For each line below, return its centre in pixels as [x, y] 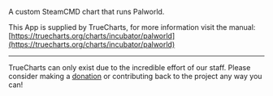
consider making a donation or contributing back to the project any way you [135, 76]
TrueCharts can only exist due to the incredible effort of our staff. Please [130, 67]
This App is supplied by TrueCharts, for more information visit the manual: [132, 27]
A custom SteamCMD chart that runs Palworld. [87, 12]
